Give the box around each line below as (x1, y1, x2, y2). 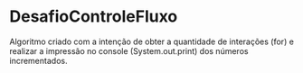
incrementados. (9, 55, 68, 66)
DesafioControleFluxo (9, 6, 178, 27)
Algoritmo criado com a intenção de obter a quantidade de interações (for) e (9, 36, 294, 47)
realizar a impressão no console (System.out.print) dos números (9, 45, 249, 56)
